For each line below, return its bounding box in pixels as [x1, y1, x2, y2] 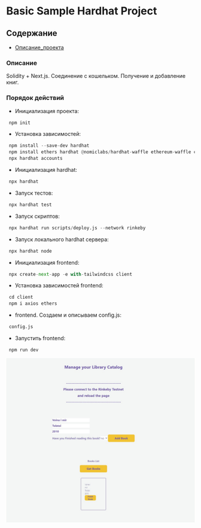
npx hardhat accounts [8, 156, 63, 162]
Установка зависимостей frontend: [14, 282, 103, 289]
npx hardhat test [8, 202, 52, 208]
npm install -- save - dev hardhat [8, 142, 90, 149]
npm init [8, 120, 31, 126]
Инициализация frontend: [14, 259, 80, 266]
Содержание [6, 28, 58, 38]
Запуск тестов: [14, 189, 53, 196]
